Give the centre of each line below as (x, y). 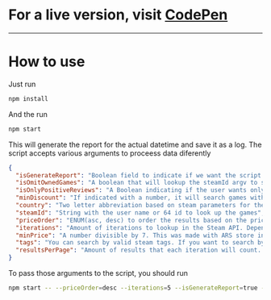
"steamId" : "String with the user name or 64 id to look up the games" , (140, 212)
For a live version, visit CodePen (118, 15)
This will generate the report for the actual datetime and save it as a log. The (135, 144)
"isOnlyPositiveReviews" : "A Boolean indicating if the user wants (131, 190)
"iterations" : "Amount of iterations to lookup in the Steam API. (129, 227)
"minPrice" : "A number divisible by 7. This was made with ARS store (135, 235)
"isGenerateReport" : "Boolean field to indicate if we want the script (139, 175)
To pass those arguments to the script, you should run (98, 273)
